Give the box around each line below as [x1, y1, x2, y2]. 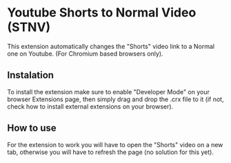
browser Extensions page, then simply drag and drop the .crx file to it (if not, [7, 95, 224, 103]
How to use [7, 122, 57, 134]
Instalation [7, 69, 54, 81]
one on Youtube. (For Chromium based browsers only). [7, 50, 163, 58]
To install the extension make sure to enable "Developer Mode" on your [7, 87, 210, 96]
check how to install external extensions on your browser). [7, 102, 174, 111]
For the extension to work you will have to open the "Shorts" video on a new [7, 140, 223, 149]
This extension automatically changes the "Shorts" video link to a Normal [7, 42, 215, 50]
